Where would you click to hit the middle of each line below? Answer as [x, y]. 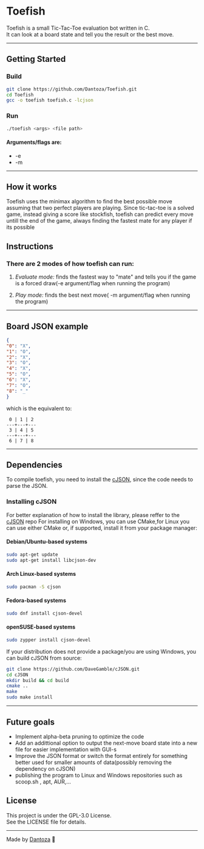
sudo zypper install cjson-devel [49, 640]
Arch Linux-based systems [41, 574]
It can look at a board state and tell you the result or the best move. [90, 34]
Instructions [30, 246]
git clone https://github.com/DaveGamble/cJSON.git [73, 669]
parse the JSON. [27, 486]
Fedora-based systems [36, 600]
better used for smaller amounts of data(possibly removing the [93, 762]
